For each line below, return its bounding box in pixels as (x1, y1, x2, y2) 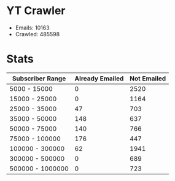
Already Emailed (74, 74, 124, 83)
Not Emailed (130, 74, 166, 83)
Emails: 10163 (15, 24, 50, 31)
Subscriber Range (12, 74, 66, 83)
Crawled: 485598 (15, 30, 60, 37)
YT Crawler (6, 4, 66, 18)
